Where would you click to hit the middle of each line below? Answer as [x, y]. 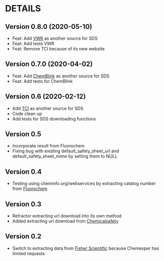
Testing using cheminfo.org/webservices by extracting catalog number [84, 184]
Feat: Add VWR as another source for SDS [55, 38]
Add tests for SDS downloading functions [54, 119]
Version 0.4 [23, 172]
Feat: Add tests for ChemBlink [42, 81]
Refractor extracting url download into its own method [67, 216]
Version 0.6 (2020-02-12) [45, 97]
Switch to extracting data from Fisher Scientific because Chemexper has [86, 248]
